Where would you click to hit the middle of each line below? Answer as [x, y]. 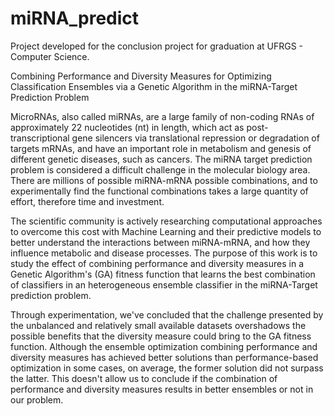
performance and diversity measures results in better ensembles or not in [162, 389]
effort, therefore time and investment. [87, 201]
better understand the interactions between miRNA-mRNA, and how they [160, 242]
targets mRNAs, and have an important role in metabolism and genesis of [161, 148]
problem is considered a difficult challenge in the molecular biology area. [160, 169]
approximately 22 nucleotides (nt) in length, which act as [127, 127]
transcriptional [40, 138]
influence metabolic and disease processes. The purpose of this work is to [164, 253]
